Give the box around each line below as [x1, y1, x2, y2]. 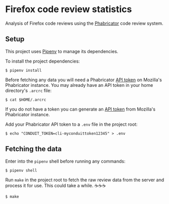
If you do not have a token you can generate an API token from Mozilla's [5, 106, 156, 112]
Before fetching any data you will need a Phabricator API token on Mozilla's [5, 77, 162, 83]
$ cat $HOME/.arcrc [5, 97, 47, 102]
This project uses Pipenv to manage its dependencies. [5, 48, 118, 54]
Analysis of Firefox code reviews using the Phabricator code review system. [5, 20, 163, 26]
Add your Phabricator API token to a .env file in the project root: [5, 121, 138, 127]
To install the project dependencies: [5, 58, 80, 64]
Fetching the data [5, 145, 62, 154]
